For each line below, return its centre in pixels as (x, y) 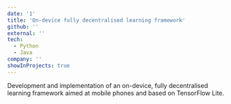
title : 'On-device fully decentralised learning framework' (97, 20)
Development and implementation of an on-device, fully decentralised (107, 85)
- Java (23, 53)
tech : (15, 40)
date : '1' (22, 14)
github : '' (23, 27)
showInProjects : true (39, 66)
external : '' (26, 33)
